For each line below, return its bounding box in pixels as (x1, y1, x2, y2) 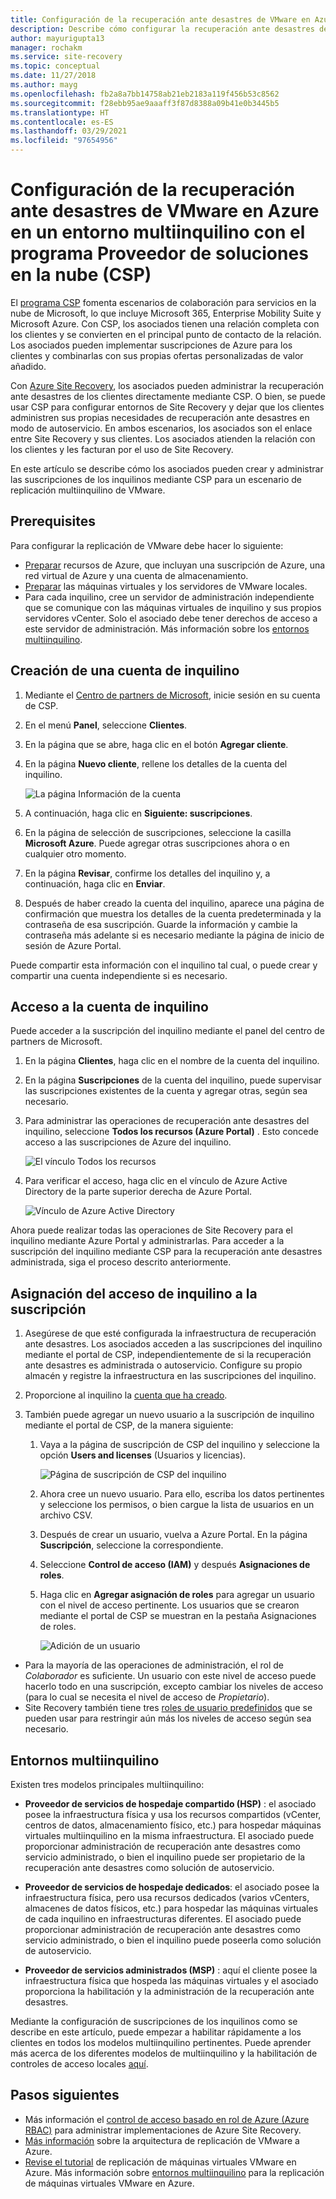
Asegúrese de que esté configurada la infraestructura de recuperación (24, 1327, 317, 1340)
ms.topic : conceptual (10, 61, 101, 71)
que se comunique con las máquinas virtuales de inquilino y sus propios (24, 601, 322, 613)
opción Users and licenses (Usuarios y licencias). (39, 1449, 247, 1461)
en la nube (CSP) (10, 264, 152, 286)
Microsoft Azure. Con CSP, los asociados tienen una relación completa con (10, 317, 320, 330)
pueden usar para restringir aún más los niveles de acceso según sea (24, 1712, 312, 1725)
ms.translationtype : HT (10, 107, 110, 118)
